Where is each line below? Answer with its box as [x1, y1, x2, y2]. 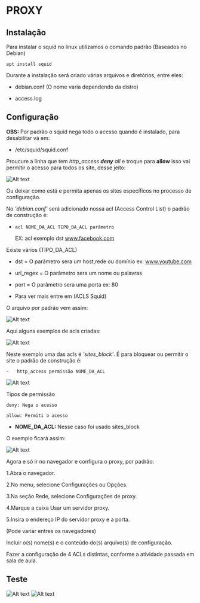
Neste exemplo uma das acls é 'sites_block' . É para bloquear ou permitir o [6, 351, 189, 358]
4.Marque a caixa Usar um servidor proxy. [6, 504, 110, 511]
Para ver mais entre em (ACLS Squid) [14, 293, 107, 300]
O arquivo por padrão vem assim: [6, 304, 88, 311]
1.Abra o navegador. [6, 469, 56, 476]
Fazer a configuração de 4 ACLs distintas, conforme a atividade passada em [6, 550, 195, 558]
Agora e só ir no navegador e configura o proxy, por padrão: [6, 458, 155, 465]
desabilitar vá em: [6, 134, 50, 141]
